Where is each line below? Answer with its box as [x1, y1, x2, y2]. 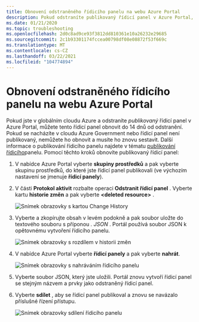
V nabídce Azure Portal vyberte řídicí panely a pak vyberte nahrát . [14, 250, 180, 257]
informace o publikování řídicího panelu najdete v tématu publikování [6, 142, 176, 150]
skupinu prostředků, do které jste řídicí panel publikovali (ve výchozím [14, 167, 187, 174]
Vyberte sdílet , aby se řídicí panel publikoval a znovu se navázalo [14, 291, 178, 299]
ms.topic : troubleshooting [6, 25, 74, 32]
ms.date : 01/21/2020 [6, 20, 58, 26]
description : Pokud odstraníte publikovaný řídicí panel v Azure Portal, [6, 14, 194, 20]
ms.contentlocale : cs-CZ [6, 48, 68, 54]
